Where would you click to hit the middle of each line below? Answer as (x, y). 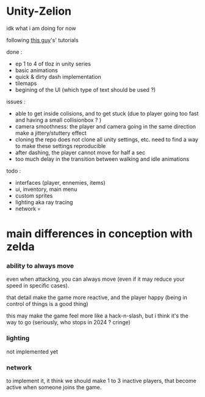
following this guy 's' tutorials (42, 40)
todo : (14, 171)
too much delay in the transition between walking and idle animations (102, 159)
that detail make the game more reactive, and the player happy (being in (97, 297)
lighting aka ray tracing (44, 202)
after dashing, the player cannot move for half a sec (80, 152)
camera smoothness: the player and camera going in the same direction (106, 126)
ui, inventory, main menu (46, 189)
